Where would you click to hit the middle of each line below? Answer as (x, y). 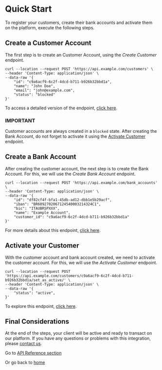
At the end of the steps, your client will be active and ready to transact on (79, 333)
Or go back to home (25, 363)
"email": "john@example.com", (45, 90)
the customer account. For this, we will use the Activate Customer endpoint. (81, 263)
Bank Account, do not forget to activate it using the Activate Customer (75, 136)
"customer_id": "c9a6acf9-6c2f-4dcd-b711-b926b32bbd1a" (72, 217)
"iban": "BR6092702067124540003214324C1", (57, 204)
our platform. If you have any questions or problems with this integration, (78, 338)
